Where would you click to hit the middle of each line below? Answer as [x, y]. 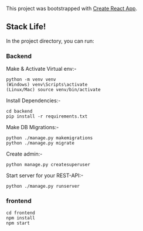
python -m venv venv [31, 80]
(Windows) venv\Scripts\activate [47, 85]
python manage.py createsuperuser [48, 165]
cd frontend [21, 213]
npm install [21, 218]
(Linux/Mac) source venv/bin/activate [53, 90]
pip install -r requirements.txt [47, 116]
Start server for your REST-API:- [45, 175]
